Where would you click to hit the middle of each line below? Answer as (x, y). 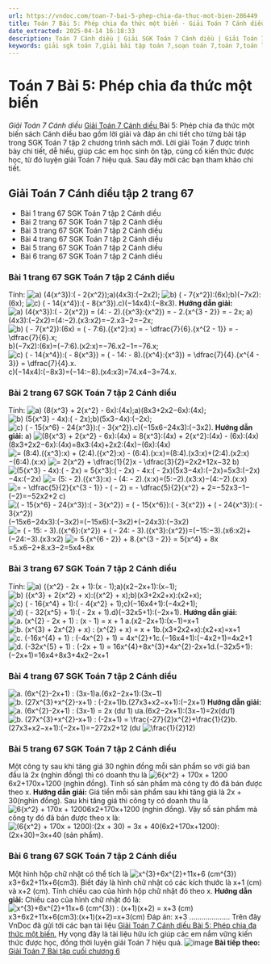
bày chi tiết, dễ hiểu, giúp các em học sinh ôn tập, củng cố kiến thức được (131, 151)
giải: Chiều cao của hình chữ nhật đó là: (75, 899)
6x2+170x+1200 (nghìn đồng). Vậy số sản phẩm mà (172, 810)
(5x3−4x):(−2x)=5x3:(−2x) (216, 470)
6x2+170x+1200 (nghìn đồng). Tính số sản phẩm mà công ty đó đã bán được (135, 784)
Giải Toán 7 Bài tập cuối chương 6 (65, 951)
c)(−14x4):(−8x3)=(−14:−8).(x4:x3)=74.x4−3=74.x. (93, 372)
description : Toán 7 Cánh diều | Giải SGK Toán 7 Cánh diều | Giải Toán (133, 38)
